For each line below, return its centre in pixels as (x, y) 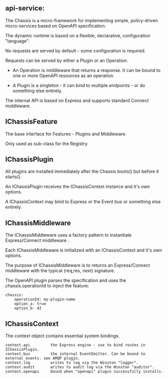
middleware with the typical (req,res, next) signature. (60, 271)
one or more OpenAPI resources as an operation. (63, 76)
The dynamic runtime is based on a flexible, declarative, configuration (78, 35)
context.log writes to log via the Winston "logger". (72, 363)
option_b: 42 (28, 308)
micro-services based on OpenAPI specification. (56, 26)
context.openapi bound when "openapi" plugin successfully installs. (85, 372)
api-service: (25, 8)
